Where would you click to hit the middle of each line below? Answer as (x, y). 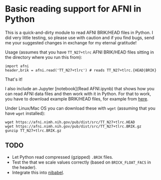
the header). (24, 167)
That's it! (14, 79)
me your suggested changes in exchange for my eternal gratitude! (71, 42)
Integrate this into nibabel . (38, 172)
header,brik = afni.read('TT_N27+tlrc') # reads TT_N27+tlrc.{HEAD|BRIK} (81, 70)
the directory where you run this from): (44, 57)
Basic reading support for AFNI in (73, 9)
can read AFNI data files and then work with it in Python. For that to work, (78, 94)
